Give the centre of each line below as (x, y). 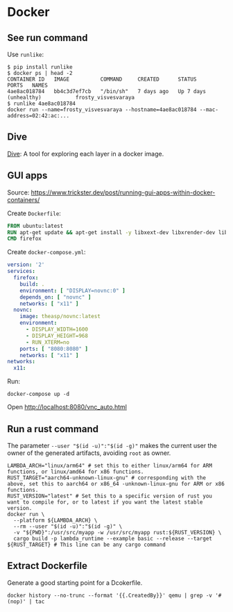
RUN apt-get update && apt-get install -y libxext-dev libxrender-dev (111, 232)
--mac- (209, 110)
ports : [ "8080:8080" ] (54, 349)
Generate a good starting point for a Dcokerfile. (75, 582)
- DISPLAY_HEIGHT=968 (57, 336)
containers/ (24, 199)
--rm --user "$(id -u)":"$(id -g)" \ (68, 526)
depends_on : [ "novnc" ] (55, 297)
